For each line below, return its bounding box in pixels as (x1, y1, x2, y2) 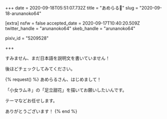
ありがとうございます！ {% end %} (5, 108, 77, 114)
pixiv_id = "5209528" (5, 35, 49, 41)
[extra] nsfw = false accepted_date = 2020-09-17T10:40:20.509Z (5, 20, 140, 26)
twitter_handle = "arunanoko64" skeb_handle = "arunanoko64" (5, 25, 136, 31)
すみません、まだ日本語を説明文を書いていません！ (5, 55, 110, 61)
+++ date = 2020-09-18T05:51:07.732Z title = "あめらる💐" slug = (5, 5, 138, 10)
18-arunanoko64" (5, 10, 41, 16)
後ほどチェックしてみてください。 (5, 66, 75, 71)
